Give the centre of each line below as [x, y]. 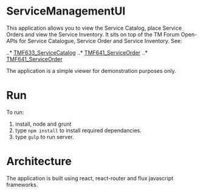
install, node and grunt [43, 124]
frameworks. [22, 185]
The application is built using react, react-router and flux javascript [90, 178]
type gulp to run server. [44, 137]
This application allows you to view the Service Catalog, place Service [94, 28]
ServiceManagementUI [66, 11]
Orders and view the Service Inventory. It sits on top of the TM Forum [93, 34]
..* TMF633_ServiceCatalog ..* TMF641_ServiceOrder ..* [77, 52]
